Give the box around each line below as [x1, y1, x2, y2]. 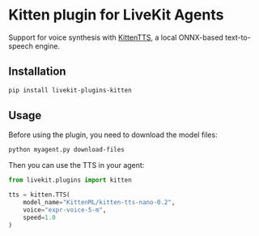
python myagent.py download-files [8, 146, 125, 154]
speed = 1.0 [23, 213, 57, 221]
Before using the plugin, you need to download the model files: [8, 130, 218, 139]
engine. [35, 41, 61, 50]
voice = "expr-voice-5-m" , [23, 205, 107, 214]
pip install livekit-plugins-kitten [8, 86, 132, 94]
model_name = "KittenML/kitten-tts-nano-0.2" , [23, 199, 176, 207]
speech [8, 41, 34, 50]
